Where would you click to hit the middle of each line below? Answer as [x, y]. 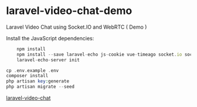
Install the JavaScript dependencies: [50, 38]
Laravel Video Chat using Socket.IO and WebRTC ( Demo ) [77, 27]
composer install [27, 76]
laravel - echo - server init [48, 60]
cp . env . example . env [33, 70]
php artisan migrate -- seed [40, 87]
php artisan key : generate [38, 81]
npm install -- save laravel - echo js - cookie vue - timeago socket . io [99, 54]
